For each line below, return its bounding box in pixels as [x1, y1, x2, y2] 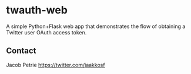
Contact [6, 46, 36, 56]
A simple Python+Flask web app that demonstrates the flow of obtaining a [6, 23, 186, 30]
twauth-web [6, 3, 68, 17]
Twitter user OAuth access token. [6, 29, 87, 36]
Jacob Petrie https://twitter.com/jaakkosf [6, 61, 105, 68]
